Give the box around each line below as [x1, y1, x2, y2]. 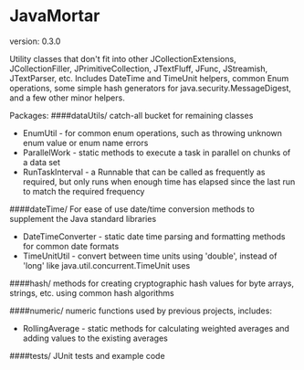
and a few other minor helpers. [9, 92, 125, 103]
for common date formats [22, 240, 120, 251]
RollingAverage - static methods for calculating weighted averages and [22, 322, 290, 333]
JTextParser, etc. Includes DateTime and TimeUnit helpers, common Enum [9, 72, 289, 83]
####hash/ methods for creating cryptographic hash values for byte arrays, [9, 278, 295, 289]
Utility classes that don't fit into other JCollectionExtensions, [9, 53, 236, 64]
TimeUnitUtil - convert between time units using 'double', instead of [22, 250, 278, 261]
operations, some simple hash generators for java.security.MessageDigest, [9, 82, 292, 93]
